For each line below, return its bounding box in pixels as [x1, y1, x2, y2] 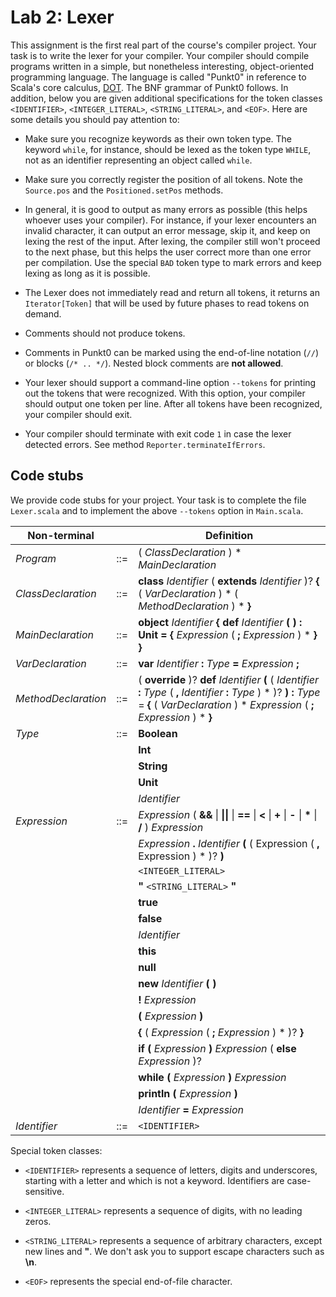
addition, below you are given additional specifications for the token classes [10, 92, 323, 104]
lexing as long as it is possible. [24, 267, 151, 279]
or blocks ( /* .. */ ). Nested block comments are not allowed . [24, 357, 284, 369]
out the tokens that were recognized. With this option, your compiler [24, 387, 306, 399]
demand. [24, 307, 62, 320]
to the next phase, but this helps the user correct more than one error [24, 246, 312, 258]
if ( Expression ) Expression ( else [138, 1041, 297, 1055]
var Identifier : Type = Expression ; [138, 656, 300, 670]
